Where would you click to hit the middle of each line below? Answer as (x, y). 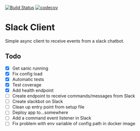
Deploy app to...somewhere (40, 112)
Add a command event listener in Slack (52, 118)
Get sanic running (30, 68)
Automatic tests (28, 79)
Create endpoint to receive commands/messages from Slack (74, 96)
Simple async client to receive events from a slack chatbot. (65, 41)
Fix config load (27, 74)
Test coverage (27, 85)
